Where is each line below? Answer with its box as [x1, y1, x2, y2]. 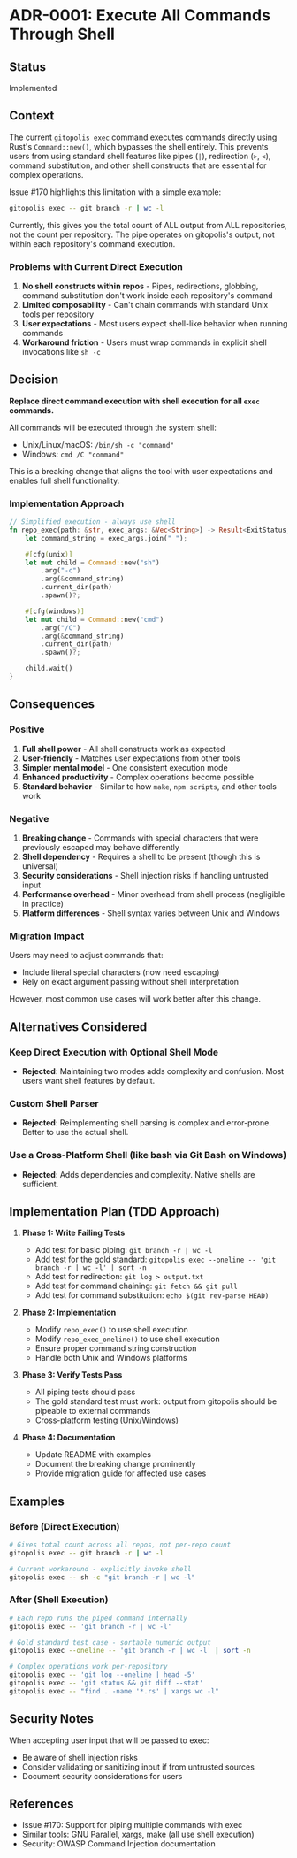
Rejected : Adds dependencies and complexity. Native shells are [21, 1169, 255, 1179]
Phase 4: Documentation [21, 1432, 116, 1443]
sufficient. [21, 1179, 59, 1189]
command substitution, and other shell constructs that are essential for [9, 160, 267, 171]
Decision [9, 372, 59, 388]
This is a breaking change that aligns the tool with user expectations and [9, 465, 273, 476]
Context [9, 108, 55, 124]
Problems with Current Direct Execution [9, 260, 183, 273]
